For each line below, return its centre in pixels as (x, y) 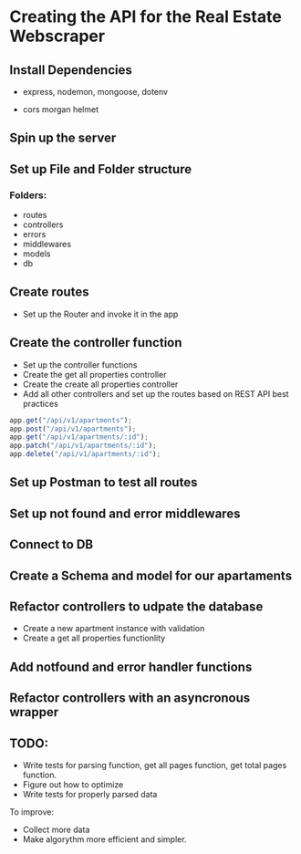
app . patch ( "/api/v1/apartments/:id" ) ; (83, 446)
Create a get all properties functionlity (94, 638)
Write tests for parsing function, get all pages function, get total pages (155, 765)
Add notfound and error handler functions (131, 667)
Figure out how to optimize (73, 785)
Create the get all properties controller (94, 374)
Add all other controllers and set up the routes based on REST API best (156, 393)
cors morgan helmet (60, 109)
